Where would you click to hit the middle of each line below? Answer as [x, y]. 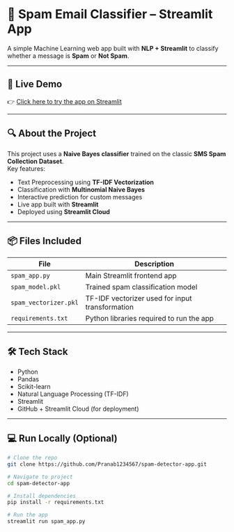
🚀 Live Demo [35, 84]
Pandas [28, 379]
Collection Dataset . [36, 161]
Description [154, 264]
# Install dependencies [42, 496]
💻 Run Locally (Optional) [62, 438]
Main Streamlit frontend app [131, 276]
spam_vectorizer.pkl [45, 303]
